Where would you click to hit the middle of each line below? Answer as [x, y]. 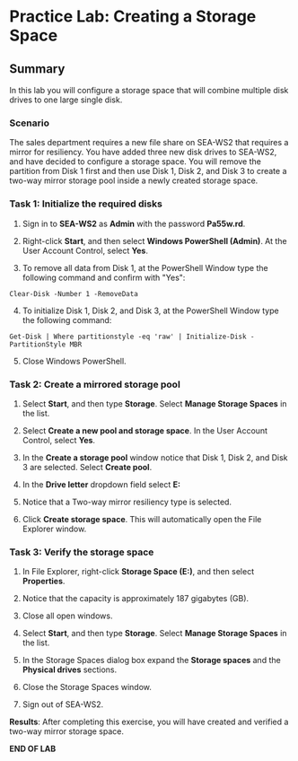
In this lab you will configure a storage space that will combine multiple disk [149, 90]
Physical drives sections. [70, 669]
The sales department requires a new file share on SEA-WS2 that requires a [149, 143]
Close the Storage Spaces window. [87, 687]
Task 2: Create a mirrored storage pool [95, 384]
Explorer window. [54, 529]
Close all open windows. [67, 616]
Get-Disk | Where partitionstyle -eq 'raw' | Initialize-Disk [128, 337]
